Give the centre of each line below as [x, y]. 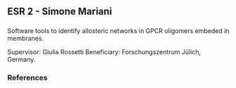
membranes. [26, 39]
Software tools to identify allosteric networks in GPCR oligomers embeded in [118, 31]
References [27, 78]
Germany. [21, 60]
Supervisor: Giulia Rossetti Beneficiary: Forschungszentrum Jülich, [104, 52]
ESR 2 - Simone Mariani [60, 12]
